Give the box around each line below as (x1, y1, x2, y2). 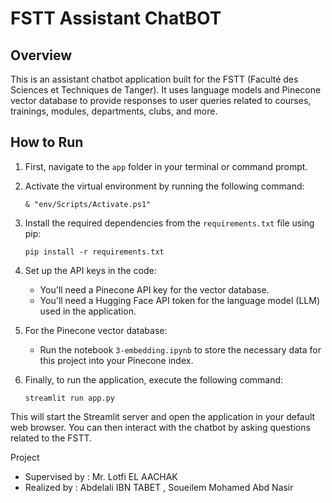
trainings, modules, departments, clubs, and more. (10, 105, 218, 117)
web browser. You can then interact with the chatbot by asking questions (10, 421, 311, 433)
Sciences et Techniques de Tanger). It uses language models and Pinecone (10, 84, 322, 96)
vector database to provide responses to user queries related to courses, (10, 95, 312, 106)
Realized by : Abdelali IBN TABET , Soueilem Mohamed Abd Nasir (24, 481, 294, 493)
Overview (10, 47, 73, 64)
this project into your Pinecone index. (39, 354, 194, 366)
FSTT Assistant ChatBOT (10, 7, 222, 30)
